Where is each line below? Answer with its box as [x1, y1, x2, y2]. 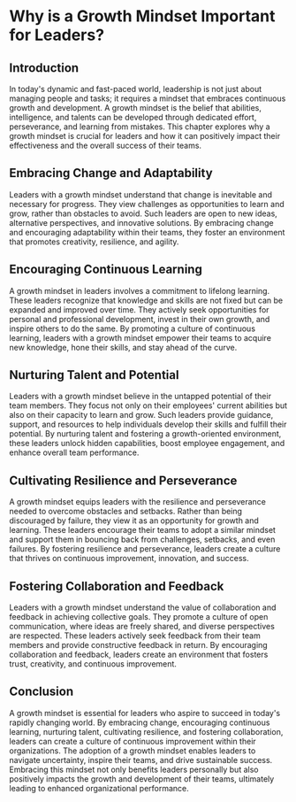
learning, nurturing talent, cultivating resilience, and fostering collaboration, [9, 726, 284, 736]
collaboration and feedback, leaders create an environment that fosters [9, 649, 269, 660]
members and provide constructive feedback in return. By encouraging [9, 640, 268, 651]
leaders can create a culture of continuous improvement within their [9, 736, 256, 746]
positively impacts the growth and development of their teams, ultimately [9, 773, 275, 784]
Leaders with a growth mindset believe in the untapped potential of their [9, 391, 272, 402]
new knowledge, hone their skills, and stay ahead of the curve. [9, 342, 238, 352]
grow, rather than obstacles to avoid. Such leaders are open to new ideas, [9, 208, 278, 219]
